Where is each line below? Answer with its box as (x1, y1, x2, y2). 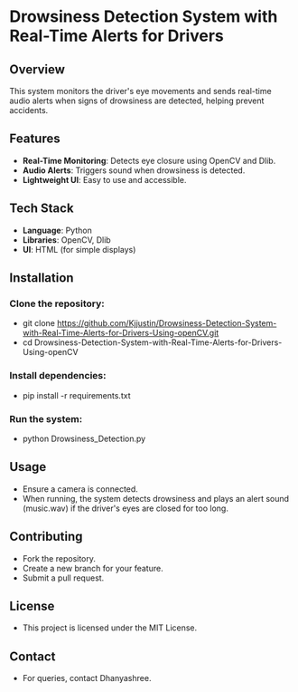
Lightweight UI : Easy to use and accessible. (22, 174, 187, 185)
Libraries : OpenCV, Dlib (22, 234, 111, 245)
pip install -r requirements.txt (22, 389, 131, 400)
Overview (9, 62, 66, 77)
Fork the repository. (22, 553, 97, 563)
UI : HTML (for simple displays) (22, 244, 136, 255)
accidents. (9, 105, 49, 115)
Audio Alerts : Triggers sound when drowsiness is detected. (22, 165, 246, 176)
